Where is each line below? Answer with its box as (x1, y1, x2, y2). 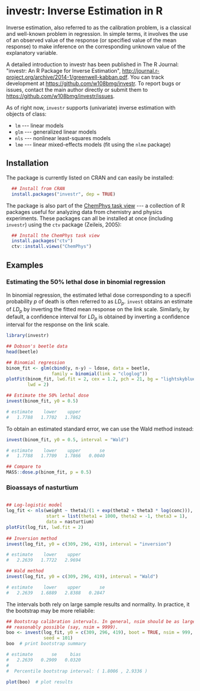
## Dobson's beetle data (6, 343, 68, 349)
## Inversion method (6, 535, 58, 541)
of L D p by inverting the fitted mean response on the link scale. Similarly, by (6, 305, 190, 314)
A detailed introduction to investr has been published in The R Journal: (6, 61, 179, 68)
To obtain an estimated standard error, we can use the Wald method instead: (6, 425, 194, 432)
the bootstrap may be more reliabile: (6, 607, 95, 614)
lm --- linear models (14, 122, 64, 129)
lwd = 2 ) (27, 382, 49, 388)
